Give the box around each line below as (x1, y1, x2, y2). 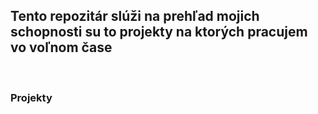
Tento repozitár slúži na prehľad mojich (10, 8, 260, 25)
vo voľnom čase (10, 39, 113, 56)
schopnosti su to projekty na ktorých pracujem (10, 24, 308, 41)
